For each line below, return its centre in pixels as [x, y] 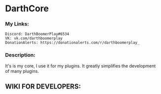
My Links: [17, 24]
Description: [20, 55]
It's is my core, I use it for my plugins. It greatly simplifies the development [80, 66]
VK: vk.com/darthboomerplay [34, 38]
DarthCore [27, 9]
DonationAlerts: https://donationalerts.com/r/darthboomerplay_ [72, 43]
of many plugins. [22, 71]
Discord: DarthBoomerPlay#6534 [37, 34]
